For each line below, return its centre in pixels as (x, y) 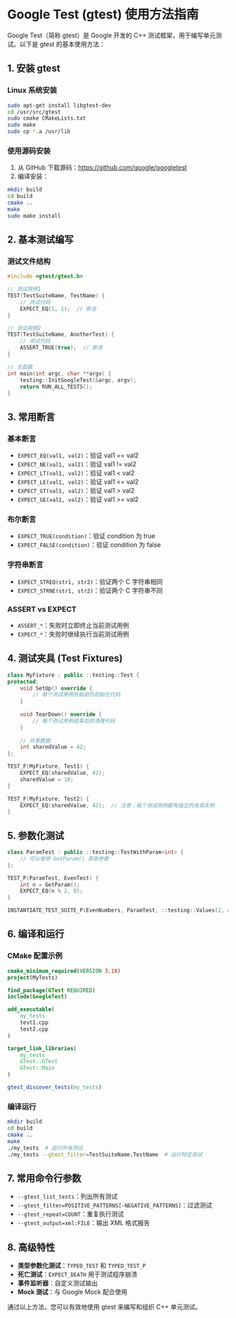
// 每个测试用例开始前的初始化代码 (77, 695)
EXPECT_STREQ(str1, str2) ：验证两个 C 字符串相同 (90, 581)
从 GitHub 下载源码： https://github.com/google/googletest (102, 168)
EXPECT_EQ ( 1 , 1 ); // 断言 (58, 309)
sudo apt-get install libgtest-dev (59, 105)
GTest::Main (37, 1068)
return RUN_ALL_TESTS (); (56, 387)
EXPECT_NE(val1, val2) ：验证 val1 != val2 (77, 464)
